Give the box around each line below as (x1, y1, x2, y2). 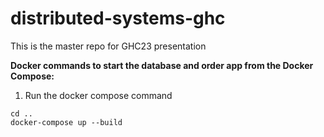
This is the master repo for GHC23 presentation (10, 40, 207, 52)
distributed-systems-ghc (10, 7, 226, 30)
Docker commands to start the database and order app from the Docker (10, 59, 314, 71)
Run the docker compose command (24, 89, 173, 101)
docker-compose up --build (10, 117, 123, 127)
